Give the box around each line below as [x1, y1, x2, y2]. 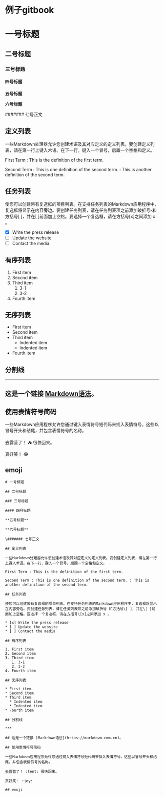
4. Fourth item [5, 669, 36, 673]
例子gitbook [5, 4, 54, 16]
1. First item [5, 647, 34, 652]
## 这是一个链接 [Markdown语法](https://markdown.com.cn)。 [5, 736, 123, 741]
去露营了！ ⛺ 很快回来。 [5, 440, 55, 446]
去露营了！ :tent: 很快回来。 [5, 769, 60, 774]
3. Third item [5, 655, 34, 661]
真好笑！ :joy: [5, 779, 33, 784]
